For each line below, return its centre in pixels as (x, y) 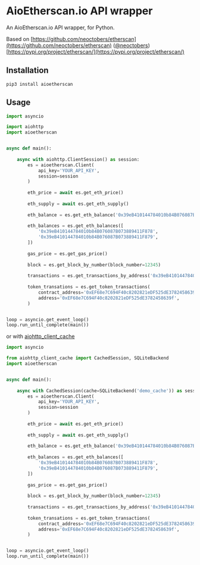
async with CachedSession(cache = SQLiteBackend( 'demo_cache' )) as (100, 391)
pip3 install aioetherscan (40, 84)
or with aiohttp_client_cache (40, 336)
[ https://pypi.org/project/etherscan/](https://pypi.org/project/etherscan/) (95, 51)
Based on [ (19, 39)
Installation (27, 71)
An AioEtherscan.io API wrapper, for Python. (60, 27)
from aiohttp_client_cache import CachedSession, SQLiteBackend (87, 358)
